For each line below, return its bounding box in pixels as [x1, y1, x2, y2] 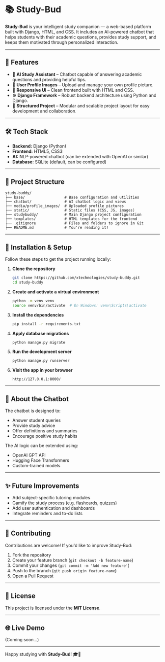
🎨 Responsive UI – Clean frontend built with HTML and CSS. [12, 87, 134, 93]
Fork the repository [12, 552, 52, 557]
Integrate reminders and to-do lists [12, 510, 82, 516]
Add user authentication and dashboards [12, 505, 95, 511]
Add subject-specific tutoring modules [12, 494, 90, 500]
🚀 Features [5, 58, 39, 67]
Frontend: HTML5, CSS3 [12, 148, 63, 154]
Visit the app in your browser [12, 367, 73, 373]
